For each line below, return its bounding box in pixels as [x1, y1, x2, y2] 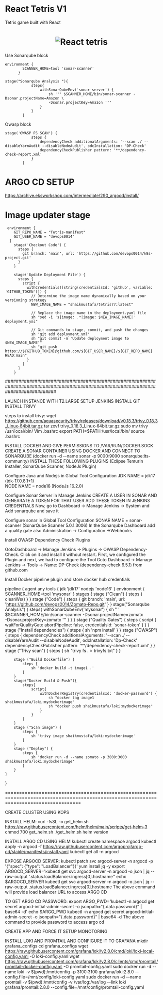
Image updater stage [5, 210, 91, 220]
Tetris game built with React [5, 19, 61, 25]
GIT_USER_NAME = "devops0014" [14, 234, 75, 239]
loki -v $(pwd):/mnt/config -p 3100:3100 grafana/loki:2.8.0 [17, 969, 134, 975]
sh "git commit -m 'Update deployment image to [31, 336, 130, 341]
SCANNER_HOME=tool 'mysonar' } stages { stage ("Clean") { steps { [5, 591, 143, 597]
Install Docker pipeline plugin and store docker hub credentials [5, 576, 130, 582]
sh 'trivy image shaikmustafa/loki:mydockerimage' [31, 734, 136, 738]
